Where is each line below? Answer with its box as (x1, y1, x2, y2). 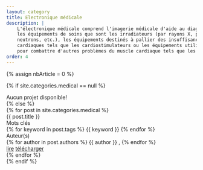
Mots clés (6, 119, 31, 127)
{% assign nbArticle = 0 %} (6, 70, 74, 77)
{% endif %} (6, 157, 37, 165)
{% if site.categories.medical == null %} (6, 82, 106, 89)
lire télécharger (6, 145, 44, 152)
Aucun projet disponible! (6, 93, 68, 101)
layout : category (6, 8, 50, 15)
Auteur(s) (6, 132, 30, 139)
